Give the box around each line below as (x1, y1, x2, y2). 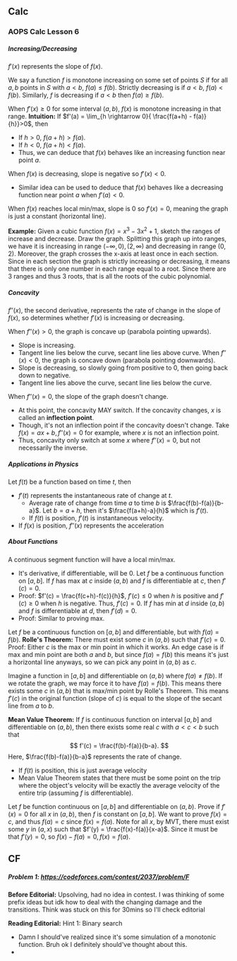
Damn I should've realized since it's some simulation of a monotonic (18, 933, 217, 941)
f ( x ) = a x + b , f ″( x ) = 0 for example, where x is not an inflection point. (18, 428, 219, 437)
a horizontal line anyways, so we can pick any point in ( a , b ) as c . (8, 658, 197, 666)
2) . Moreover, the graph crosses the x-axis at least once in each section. (8, 249, 219, 257)
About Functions (8, 537, 59, 546)
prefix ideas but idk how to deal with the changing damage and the (8, 898, 202, 907)
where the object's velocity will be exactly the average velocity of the (18, 781, 220, 789)
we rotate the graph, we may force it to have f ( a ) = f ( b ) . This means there (8, 679, 221, 687)
